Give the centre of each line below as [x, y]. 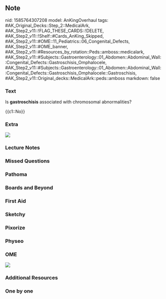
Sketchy [15, 214]
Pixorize [15, 227]
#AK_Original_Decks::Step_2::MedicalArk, [48, 25]
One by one [19, 291]
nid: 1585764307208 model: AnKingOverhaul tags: [57, 20]
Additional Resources [31, 278]
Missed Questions [28, 161]
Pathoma [16, 174]
